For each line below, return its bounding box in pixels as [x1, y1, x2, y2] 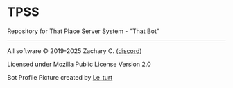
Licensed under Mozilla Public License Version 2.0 [7, 60, 151, 68]
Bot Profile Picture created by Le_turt [7, 73, 113, 81]
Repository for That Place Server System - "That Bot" [7, 27, 160, 35]
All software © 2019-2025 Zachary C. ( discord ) [7, 46, 142, 55]
